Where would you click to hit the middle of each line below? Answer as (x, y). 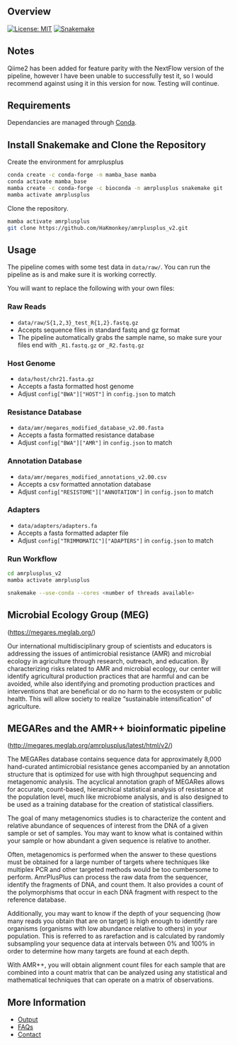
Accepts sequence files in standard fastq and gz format (99, 330)
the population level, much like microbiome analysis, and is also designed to (118, 797)
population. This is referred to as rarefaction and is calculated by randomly (116, 936)
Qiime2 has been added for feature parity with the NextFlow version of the (116, 68)
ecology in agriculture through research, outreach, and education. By (108, 661)
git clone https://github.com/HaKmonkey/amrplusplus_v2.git (98, 228)
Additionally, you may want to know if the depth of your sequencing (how (114, 914)
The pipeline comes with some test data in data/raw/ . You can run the (109, 267)
